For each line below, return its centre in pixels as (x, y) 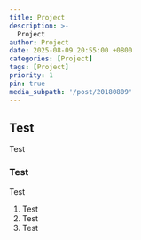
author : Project (39, 42)
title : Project (37, 17)
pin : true (27, 84)
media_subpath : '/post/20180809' (71, 92)
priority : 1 (31, 76)
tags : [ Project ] (39, 68)
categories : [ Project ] (51, 59)
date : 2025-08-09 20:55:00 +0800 (71, 51)
